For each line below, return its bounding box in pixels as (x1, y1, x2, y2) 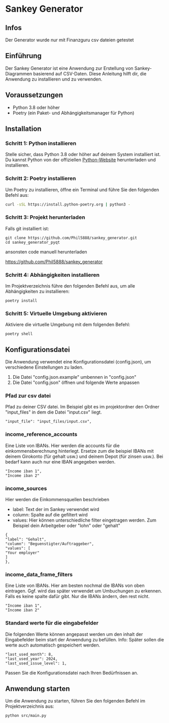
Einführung (5, 51, 42, 60)
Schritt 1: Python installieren (5, 140, 77, 147)
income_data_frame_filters (5, 571, 73, 578)
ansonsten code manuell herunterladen (5, 248, 87, 255)
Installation (5, 124, 42, 133)
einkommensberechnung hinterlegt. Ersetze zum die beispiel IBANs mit (5, 448, 154, 454)
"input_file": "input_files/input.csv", (5, 419, 92, 424)
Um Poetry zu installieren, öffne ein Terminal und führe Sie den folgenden (5, 187, 159, 193)
